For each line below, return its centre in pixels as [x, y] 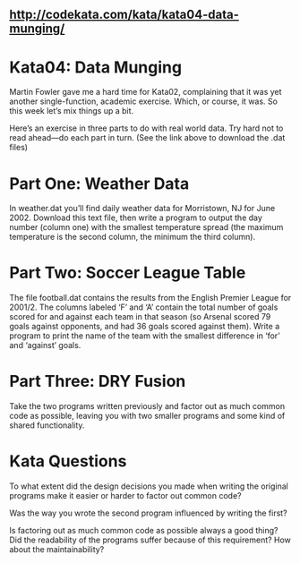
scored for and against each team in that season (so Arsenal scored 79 [140, 317]
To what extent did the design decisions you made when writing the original [149, 486]
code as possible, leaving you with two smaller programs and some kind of [147, 416]
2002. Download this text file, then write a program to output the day [136, 218]
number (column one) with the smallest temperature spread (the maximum [146, 227]
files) [19, 148]
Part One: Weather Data [99, 183]
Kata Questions [68, 461]
